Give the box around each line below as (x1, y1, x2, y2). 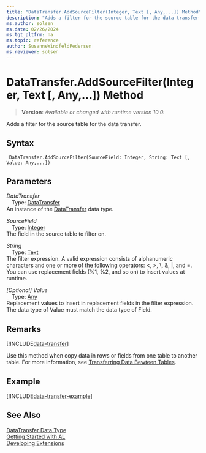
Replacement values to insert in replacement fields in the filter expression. (6, 299, 194, 307)
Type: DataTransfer (12, 199, 60, 206)
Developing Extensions (6, 439, 64, 447)
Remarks (6, 324, 42, 334)
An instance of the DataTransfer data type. (6, 206, 114, 213)
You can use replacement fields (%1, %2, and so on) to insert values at (6, 268, 185, 275)
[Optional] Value (6, 286, 48, 294)
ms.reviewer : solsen (6, 49, 59, 55)
